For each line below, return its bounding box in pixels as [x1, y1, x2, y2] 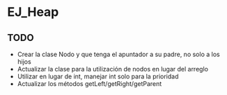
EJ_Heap [7, 4, 59, 20]
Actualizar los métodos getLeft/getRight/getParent [17, 80, 162, 87]
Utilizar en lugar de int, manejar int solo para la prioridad [17, 72, 179, 80]
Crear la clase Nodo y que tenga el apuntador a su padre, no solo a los [17, 50, 221, 58]
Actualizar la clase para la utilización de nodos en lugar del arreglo [17, 65, 209, 73]
